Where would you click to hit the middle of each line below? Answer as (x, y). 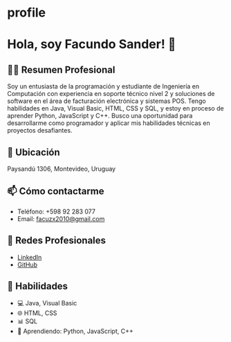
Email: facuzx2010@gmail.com (61, 218)
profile (27, 13)
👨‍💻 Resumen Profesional (61, 69)
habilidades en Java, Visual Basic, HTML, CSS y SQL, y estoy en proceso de (115, 108)
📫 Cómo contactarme (56, 191)
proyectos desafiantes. (40, 131)
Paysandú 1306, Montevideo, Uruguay (62, 169)
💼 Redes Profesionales (56, 241)
